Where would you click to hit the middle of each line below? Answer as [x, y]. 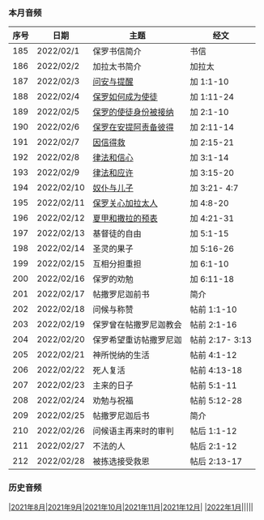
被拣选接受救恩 [121, 462]
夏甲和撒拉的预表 [125, 219]
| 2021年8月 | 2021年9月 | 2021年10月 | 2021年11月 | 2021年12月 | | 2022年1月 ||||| [131, 507]
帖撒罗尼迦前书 [121, 295]
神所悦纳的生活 [121, 356]
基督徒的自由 [117, 234]
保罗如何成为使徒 [125, 97]
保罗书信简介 [117, 52]
